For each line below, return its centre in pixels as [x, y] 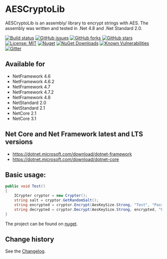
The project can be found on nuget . [42, 224]
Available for [25, 64]
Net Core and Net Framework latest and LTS [74, 134]
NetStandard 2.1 [29, 108]
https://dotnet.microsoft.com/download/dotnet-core [66, 159]
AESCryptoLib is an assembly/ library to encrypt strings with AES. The [77, 23]
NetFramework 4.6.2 [33, 81]
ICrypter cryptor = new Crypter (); [51, 196]
